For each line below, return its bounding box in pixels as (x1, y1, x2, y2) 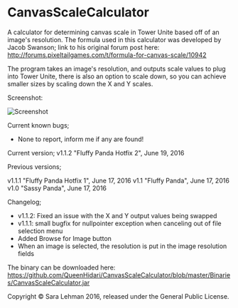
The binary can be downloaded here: (7, 263, 116, 272)
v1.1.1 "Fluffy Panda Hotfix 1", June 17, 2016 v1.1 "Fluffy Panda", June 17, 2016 (7, 176, 229, 185)
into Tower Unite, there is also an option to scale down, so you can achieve (7, 72, 227, 81)
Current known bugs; (7, 120, 70, 129)
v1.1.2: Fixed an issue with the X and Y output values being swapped (17, 211, 217, 220)
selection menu (17, 226, 63, 235)
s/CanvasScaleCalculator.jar (7, 278, 90, 287)
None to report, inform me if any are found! (17, 135, 144, 143)
